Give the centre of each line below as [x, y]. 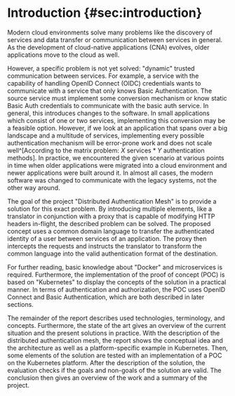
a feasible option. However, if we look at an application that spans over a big [117, 128]
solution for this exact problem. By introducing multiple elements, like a [110, 209]
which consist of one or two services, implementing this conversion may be [116, 120]
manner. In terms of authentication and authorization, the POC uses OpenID [116, 289]
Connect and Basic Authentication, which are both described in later [106, 297]
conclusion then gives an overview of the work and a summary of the [107, 378]
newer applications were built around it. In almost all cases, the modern [110, 173]
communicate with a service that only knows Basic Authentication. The [110, 91]
